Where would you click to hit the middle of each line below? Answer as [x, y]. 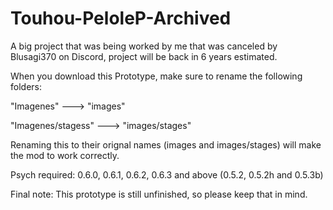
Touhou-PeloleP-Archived [121, 18]
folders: [26, 86]
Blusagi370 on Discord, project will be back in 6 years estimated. [144, 56]
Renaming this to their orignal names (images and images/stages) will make [166, 144]
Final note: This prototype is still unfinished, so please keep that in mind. [159, 194]
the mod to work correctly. [65, 155]
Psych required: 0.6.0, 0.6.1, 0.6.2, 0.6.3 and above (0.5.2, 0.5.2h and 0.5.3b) [167, 174]
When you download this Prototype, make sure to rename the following [156, 76]
